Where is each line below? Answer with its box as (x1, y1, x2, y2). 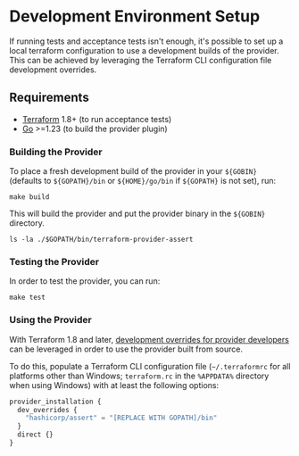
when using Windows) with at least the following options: (9, 379, 220, 390)
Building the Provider (9, 145, 103, 158)
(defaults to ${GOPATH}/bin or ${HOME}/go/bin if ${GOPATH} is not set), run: (9, 176, 277, 187)
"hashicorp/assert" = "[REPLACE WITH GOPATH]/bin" (25, 413, 218, 423)
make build (9, 193, 50, 202)
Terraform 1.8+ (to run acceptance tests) (21, 113, 172, 124)
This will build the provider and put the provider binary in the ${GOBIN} (9, 208, 266, 220)
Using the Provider (9, 314, 92, 327)
